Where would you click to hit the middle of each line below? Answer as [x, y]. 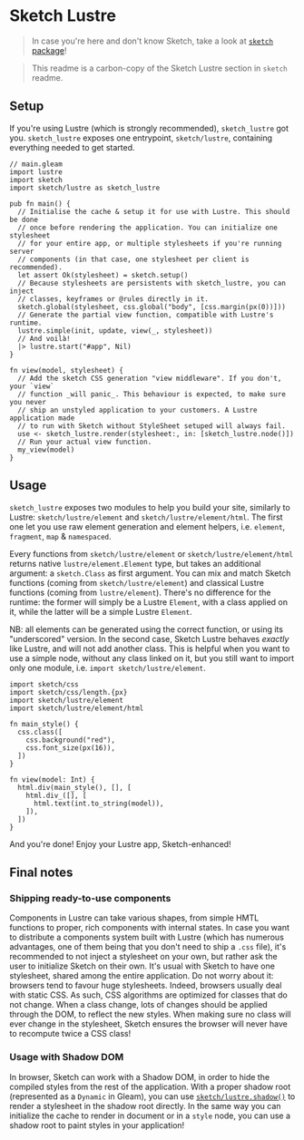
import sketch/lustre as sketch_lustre [85, 188]
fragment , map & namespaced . [60, 536]
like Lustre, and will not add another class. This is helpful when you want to [150, 648]
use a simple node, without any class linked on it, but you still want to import [152, 658]
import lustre [36, 172]
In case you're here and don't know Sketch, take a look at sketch [152, 41]
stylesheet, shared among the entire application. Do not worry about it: [142, 976]
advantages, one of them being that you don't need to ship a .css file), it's [148, 947]
